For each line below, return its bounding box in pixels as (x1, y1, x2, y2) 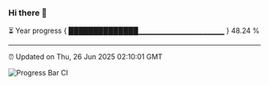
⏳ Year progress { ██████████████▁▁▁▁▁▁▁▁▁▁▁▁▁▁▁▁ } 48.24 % (8, 26, 260, 35)
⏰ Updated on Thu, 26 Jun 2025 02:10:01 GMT (8, 52, 163, 62)
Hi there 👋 (8, 7, 48, 18)
